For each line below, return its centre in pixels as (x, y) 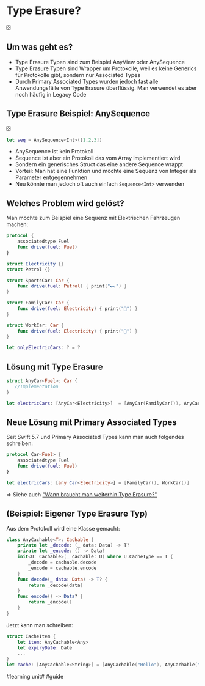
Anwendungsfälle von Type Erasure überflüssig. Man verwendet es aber (106, 88)
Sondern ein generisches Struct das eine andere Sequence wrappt (99, 164)
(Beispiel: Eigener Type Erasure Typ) (77, 514)
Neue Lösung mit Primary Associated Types (92, 422)
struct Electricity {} (35, 264)
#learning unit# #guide (35, 677)
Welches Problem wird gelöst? (66, 203)
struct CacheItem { (31, 636)
